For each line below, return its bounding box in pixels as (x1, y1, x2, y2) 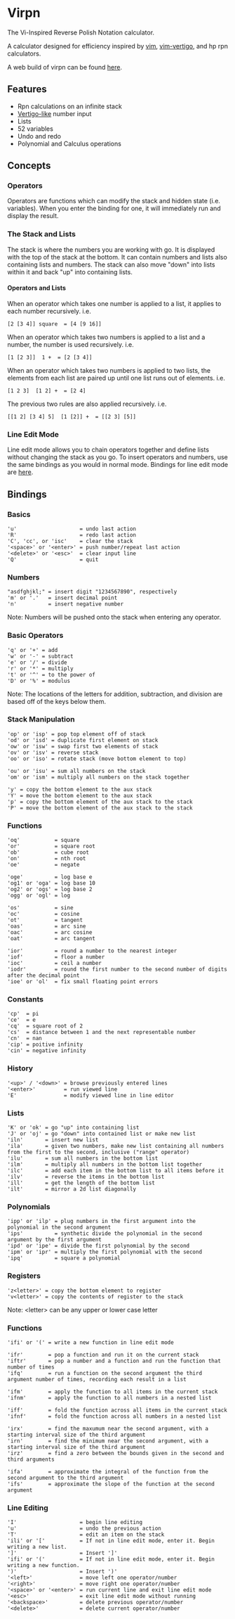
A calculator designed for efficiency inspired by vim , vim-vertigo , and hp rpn (7, 41, 228, 50)
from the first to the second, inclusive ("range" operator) (7, 1148, 190, 1156)
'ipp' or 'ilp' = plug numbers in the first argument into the (7, 1218, 196, 1225)
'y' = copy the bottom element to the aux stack (7, 786, 152, 793)
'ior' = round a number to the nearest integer (7, 947, 177, 954)
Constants (7, 994, 44, 1004)
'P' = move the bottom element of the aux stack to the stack (7, 804, 193, 812)
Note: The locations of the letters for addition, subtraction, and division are (7, 689, 223, 698)
